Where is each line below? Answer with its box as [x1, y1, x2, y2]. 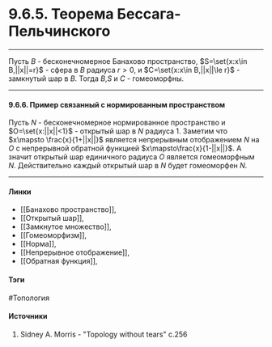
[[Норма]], [19, 239, 57, 249]
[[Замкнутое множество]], [19, 222, 112, 231]
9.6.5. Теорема [8, 5, 114, 23]
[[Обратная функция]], [19, 256, 98, 266]
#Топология [8, 293, 50, 303]
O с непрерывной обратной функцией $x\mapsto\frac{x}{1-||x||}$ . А [8, 143, 242, 154]
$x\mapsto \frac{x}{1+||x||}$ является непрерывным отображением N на [8, 135, 260, 145]
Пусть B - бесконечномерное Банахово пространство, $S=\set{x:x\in [8, 56, 248, 66]
